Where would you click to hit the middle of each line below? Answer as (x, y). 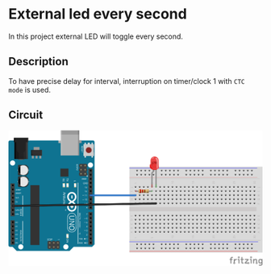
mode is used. (29, 89)
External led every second (98, 14)
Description (38, 62)
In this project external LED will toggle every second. (96, 36)
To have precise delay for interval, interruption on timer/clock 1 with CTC (127, 81)
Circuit (26, 115)
